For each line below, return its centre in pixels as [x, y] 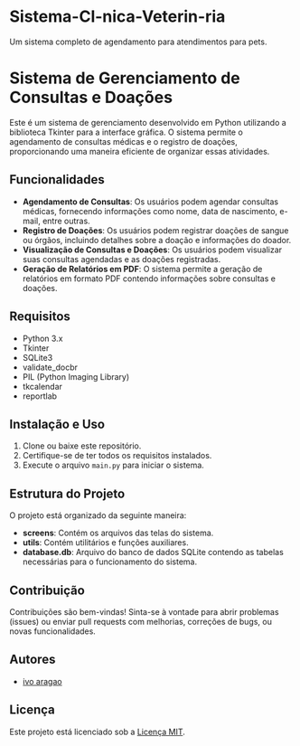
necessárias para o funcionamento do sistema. [109, 562]
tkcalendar [42, 386]
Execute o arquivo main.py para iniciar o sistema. [113, 465]
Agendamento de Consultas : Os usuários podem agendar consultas [150, 202]
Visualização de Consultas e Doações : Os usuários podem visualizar [152, 250]
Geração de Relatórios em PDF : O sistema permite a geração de [142, 269]
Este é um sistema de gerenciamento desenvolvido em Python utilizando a [148, 122]
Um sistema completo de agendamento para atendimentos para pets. [138, 42]
